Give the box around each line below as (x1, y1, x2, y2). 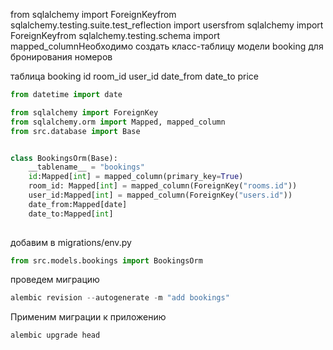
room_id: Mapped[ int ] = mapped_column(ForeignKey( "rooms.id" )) (28, 181, 298, 191)
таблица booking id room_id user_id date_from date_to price (10, 70, 259, 82)
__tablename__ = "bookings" (28, 162, 145, 173)
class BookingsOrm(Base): (10, 153, 118, 163)
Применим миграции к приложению (10, 311, 167, 323)
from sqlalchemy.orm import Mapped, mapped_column (10, 117, 226, 127)
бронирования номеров (10, 51, 113, 63)
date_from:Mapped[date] (28, 199, 128, 209)
